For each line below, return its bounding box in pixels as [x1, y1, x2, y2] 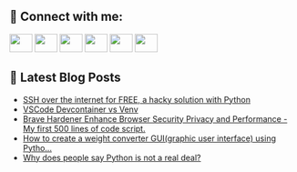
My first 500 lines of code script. [22, 123, 146, 134]
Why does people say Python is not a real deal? [22, 152, 201, 163]
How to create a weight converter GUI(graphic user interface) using [22, 133, 276, 144]
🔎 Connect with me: [9, 9, 123, 25]
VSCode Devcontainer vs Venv [22, 104, 138, 115]
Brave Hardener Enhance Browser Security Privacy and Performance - [22, 113, 288, 124]
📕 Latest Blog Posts [9, 70, 121, 86]
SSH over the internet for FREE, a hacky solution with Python [22, 94, 251, 105]
